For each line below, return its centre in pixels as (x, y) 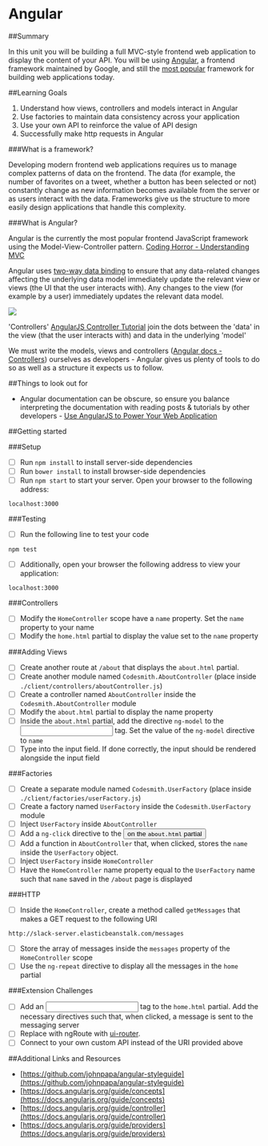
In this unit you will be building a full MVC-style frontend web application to (132, 51)
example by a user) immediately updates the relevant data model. (116, 296)
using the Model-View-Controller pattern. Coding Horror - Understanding (129, 246)
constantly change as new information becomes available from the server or (134, 190)
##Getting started (38, 431)
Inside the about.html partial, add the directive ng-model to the (122, 720)
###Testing (27, 519)
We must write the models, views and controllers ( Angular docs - (115, 351)
